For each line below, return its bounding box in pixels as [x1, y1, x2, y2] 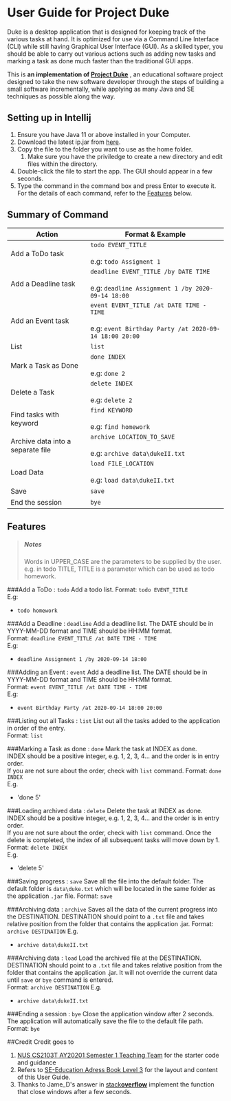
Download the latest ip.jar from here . [16, 138, 121, 146]
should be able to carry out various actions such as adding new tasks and [7, 50, 217, 58]
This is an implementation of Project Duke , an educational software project [7, 70, 223, 78]
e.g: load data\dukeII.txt [90, 475, 175, 485]
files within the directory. [27, 160, 98, 168]
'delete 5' [16, 863, 45, 872]
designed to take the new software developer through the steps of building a [7, 77, 224, 85]
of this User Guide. [16, 1073, 71, 1081]
